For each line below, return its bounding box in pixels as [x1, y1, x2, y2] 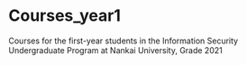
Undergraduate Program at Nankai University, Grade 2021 [8, 44, 223, 55]
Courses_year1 [8, 5, 121, 26]
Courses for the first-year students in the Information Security [8, 35, 239, 46]
